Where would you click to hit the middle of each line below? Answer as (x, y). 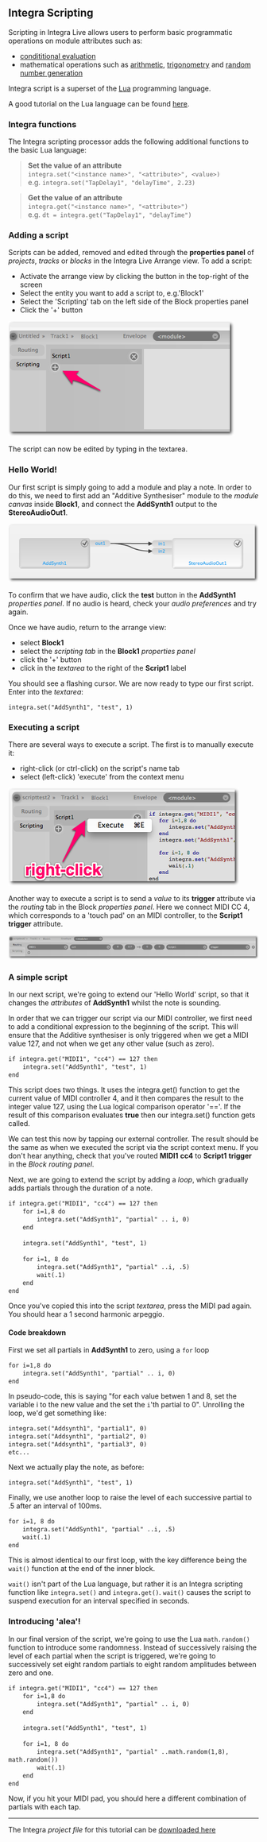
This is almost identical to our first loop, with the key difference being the (128, 1560)
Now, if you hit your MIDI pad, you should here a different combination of (128, 1798)
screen (31, 284)
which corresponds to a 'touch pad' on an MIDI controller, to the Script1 (126, 915)
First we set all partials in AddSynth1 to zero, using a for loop (109, 1350)
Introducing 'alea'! (44, 1622)
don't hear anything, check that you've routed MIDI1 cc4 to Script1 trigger (130, 1156)
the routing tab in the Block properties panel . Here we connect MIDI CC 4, (129, 907)
